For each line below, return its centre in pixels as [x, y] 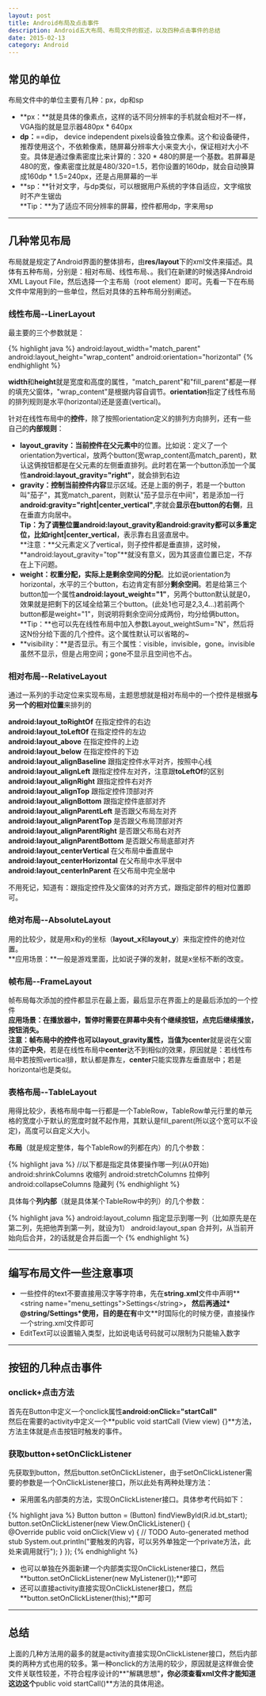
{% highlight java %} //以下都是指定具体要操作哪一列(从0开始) [109, 1165]
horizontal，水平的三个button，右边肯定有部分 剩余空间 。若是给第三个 [133, 584]
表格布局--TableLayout [53, 1092]
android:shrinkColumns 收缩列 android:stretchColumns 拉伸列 [109, 1174]
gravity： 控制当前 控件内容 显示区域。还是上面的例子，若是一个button [132, 485]
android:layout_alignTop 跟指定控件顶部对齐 [81, 792]
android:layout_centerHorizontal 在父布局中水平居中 [95, 861]
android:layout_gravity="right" [79, 475]
